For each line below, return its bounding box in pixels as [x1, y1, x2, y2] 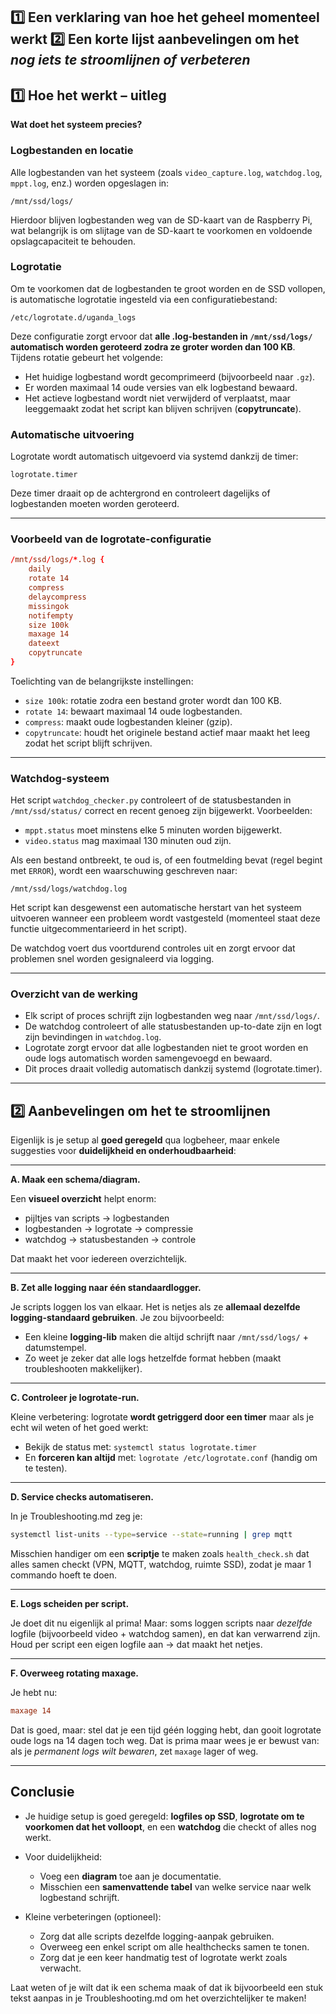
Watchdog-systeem [10, 771, 110, 785]
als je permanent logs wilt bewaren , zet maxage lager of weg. [10, 1745, 259, 1758]
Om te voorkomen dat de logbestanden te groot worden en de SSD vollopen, [10, 282, 326, 294]
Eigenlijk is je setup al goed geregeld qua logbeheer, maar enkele [10, 1134, 280, 1146]
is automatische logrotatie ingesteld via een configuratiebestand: [10, 293, 278, 305]
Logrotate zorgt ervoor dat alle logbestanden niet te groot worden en [24, 1042, 309, 1054]
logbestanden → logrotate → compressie [24, 1223, 194, 1235]
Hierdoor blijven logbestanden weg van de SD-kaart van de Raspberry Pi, [10, 214, 313, 226]
